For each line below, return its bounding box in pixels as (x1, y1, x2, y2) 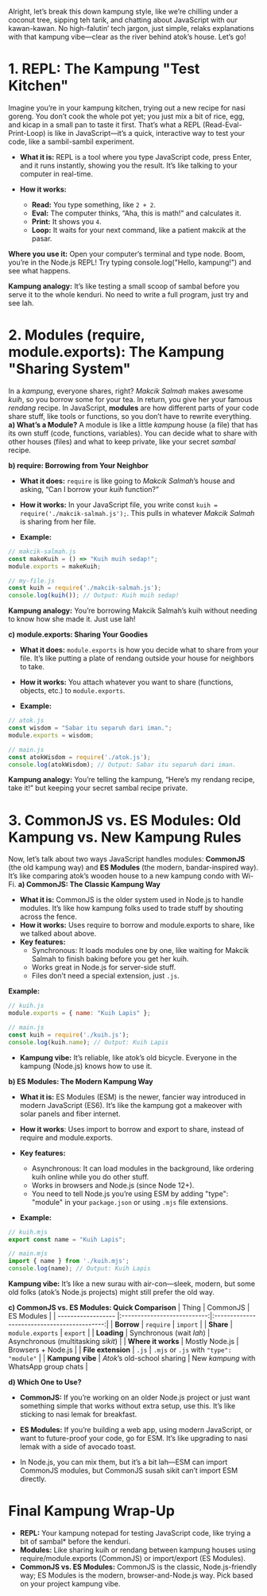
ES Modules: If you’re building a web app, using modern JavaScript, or (19, 1425, 253, 1435)
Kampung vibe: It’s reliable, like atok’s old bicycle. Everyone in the (19, 1052, 237, 1062)
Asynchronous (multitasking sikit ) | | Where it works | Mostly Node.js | (8, 1337, 239, 1346)
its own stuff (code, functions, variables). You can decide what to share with (8, 428, 257, 438)
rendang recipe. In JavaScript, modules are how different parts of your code (8, 403, 259, 413)
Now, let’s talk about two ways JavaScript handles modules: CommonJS (8, 854, 246, 864)
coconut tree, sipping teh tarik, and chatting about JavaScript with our (8, 15, 238, 25)
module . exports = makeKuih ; (8, 562, 102, 571)
